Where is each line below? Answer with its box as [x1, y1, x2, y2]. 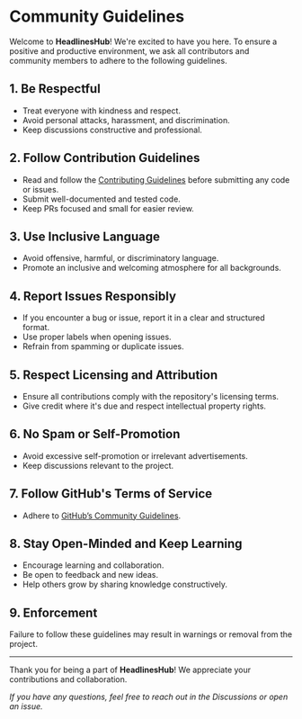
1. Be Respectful [9, 81, 101, 96]
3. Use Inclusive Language [9, 229, 160, 244]
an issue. [9, 701, 43, 712]
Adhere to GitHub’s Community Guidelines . [22, 510, 182, 521]
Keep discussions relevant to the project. [22, 460, 174, 471]
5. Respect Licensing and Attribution [9, 367, 218, 382]
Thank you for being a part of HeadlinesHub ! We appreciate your [9, 664, 252, 676]
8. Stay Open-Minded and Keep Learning [9, 536, 243, 552]
